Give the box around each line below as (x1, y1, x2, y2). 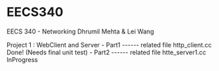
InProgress (6, 55, 38, 63)
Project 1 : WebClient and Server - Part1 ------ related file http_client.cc (6, 40, 212, 49)
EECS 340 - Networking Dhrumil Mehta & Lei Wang (6, 27, 154, 35)
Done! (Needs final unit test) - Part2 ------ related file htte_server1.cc (6, 48, 206, 56)
